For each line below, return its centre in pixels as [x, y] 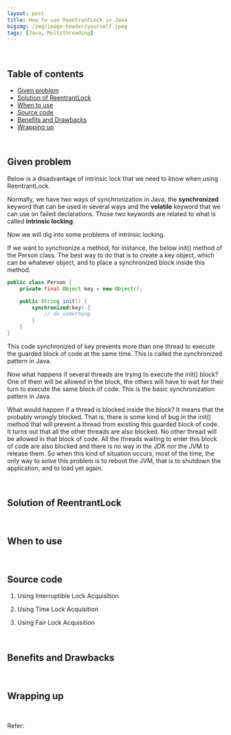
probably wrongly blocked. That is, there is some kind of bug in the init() [109, 416]
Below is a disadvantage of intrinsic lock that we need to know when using [113, 178]
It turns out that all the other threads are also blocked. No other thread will [112, 432]
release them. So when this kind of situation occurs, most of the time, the [111, 453]
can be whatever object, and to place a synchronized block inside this [106, 262]
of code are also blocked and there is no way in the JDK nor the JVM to [108, 446]
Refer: [16, 725]
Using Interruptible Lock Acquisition [68, 596]
